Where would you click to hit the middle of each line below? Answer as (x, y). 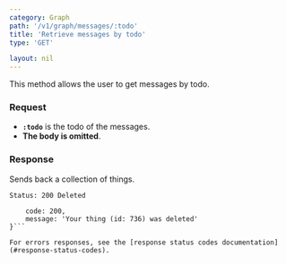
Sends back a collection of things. (72, 179)
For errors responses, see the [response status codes (114, 243)
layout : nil (31, 59)
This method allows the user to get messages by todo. (109, 84)
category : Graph (39, 17)
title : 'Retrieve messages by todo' (78, 34)
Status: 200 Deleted (48, 195)
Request (28, 107)
